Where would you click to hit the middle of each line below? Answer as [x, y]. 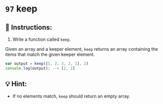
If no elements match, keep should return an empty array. [71, 96]
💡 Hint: [16, 84]
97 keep [21, 9]
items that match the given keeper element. [50, 54]
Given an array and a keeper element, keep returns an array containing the [81, 49]
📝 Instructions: [29, 27]
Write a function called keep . [42, 39]
